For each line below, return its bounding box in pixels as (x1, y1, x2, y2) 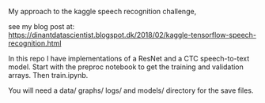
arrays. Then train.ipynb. (8, 71, 89, 79)
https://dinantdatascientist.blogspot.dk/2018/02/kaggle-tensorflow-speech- (8, 31, 257, 39)
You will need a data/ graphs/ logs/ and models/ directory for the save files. (8, 86, 254, 95)
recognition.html (8, 39, 62, 48)
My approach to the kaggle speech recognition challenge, (8, 7, 197, 16)
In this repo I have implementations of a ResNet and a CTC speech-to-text (8, 54, 250, 63)
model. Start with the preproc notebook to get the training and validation (8, 62, 244, 72)
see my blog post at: (8, 22, 75, 31)
